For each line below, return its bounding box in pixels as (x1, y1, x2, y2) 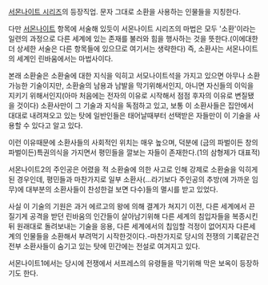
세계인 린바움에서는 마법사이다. (16, 54, 114, 63)
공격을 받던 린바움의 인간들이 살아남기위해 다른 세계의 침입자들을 (29, 212, 230, 221)
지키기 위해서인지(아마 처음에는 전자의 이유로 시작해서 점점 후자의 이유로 (8, 91, 234, 100)
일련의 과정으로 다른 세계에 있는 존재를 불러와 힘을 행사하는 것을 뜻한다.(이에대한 (8, 34, 258, 43)
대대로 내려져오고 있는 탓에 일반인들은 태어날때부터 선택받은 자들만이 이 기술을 (8, 111, 252, 120)
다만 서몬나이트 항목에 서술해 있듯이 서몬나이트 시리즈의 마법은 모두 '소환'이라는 (8, 24, 256, 34)
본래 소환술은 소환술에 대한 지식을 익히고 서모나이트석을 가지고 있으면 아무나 (8, 71, 246, 80)
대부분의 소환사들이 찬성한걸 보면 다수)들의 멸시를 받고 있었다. (25, 184, 218, 194)
